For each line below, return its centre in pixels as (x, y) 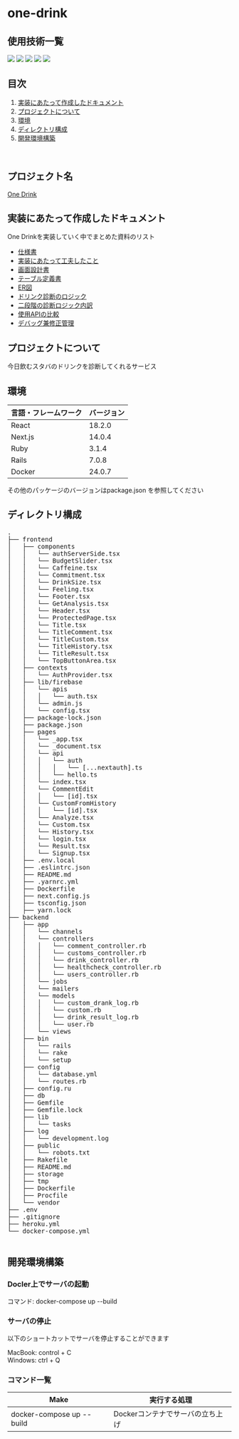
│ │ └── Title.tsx (47, 625)
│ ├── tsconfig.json (47, 903)
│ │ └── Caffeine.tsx (53, 568)
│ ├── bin (28, 1038)
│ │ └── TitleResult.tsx (58, 653)
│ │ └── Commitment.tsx (56, 575)
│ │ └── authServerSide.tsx (64, 553)
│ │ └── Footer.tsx (49, 596)
